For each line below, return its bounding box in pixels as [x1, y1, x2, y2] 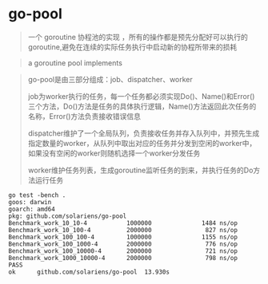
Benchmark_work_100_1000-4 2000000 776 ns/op [8, 240, 238, 248]
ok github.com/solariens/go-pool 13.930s [8, 268, 170, 276]
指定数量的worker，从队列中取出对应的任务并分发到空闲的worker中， [27, 138, 257, 148]
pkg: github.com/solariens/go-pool [8, 212, 127, 220]
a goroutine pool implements [27, 57, 122, 68]
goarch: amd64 [8, 205, 56, 213]
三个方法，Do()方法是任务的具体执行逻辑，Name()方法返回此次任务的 [27, 101, 257, 111]
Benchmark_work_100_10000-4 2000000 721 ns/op [8, 247, 238, 255]
